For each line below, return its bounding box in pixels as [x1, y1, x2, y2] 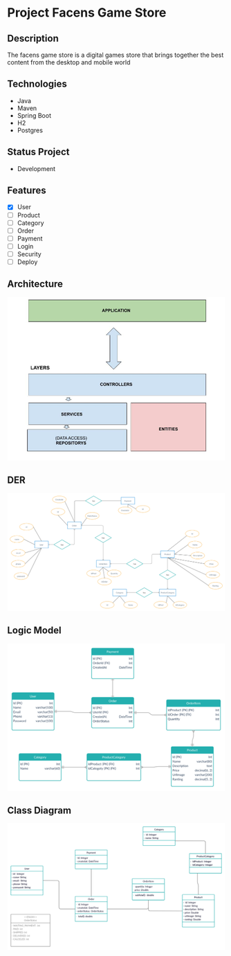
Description [7, 33, 59, 44]
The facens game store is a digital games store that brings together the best [7, 51, 224, 59]
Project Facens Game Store [7, 5, 167, 21]
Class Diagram [7, 805, 71, 817]
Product [17, 211, 40, 219]
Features [7, 185, 46, 197]
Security [17, 249, 41, 258]
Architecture [7, 278, 64, 290]
